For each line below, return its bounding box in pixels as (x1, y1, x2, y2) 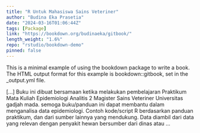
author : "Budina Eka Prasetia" (6, 14, 84, 20)
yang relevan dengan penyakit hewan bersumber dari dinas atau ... (6, 120, 171, 127)
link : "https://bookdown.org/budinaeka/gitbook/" (6, 31, 133, 37)
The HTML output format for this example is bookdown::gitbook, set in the (6, 70, 189, 78)
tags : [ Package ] (6, 25, 47, 32)
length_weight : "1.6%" (6, 36, 63, 42)
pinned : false (6, 48, 42, 54)
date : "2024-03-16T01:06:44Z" (6, 20, 82, 26)
